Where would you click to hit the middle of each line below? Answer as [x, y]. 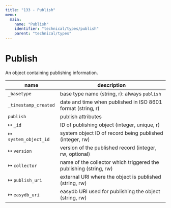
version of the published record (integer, [108, 148]
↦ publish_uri [25, 180]
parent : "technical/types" [43, 33]
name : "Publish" [32, 24]
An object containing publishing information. [52, 73]
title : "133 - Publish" [31, 10]
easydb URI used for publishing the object [110, 191]
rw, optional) [75, 154]
